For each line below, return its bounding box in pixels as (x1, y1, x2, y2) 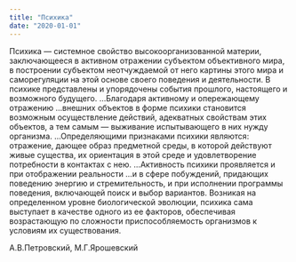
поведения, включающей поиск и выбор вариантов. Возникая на (9, 187, 256, 198)
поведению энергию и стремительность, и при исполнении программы (9, 178, 284, 188)
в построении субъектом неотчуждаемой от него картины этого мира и (9, 64, 284, 75)
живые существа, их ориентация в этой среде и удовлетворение (9, 149, 257, 160)
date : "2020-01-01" (9, 21, 82, 30)
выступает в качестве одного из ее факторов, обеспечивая (9, 206, 236, 217)
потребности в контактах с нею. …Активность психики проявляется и (9, 159, 276, 170)
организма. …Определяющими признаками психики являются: (9, 131, 250, 141)
